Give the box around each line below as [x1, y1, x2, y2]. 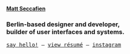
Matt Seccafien [6, 5, 46, 12]
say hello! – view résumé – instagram [6, 41, 122, 48]
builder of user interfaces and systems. [6, 27, 125, 36]
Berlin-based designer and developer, [6, 20, 120, 29]
